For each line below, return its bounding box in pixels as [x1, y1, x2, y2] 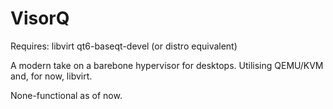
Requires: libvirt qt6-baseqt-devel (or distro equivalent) [10, 40, 238, 52]
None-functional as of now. [10, 89, 123, 101]
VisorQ [10, 7, 70, 30]
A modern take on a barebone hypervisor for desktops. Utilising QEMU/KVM [10, 59, 324, 71]
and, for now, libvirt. [10, 70, 93, 82]
